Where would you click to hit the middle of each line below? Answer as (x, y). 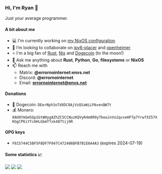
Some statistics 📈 (24, 154)
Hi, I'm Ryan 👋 (22, 8)
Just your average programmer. (37, 18)
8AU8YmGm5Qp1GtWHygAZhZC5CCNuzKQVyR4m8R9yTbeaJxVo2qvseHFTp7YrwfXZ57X (85, 117)
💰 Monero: (23, 110)
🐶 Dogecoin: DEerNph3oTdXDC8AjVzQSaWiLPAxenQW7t (62, 104)
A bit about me (20, 29)
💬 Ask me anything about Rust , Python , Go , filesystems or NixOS (78, 60)
